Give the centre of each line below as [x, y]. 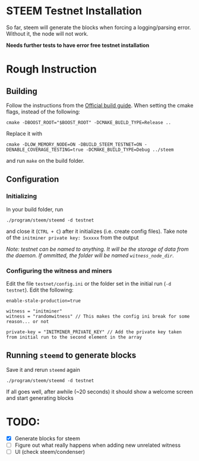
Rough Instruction [51, 69]
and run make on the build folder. [45, 160]
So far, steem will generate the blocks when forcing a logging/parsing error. [99, 27]
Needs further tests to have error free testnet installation [78, 45]
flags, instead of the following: [43, 112]
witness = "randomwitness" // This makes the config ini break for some [98, 316]
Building [22, 91]
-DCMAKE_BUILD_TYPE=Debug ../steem [130, 150]
